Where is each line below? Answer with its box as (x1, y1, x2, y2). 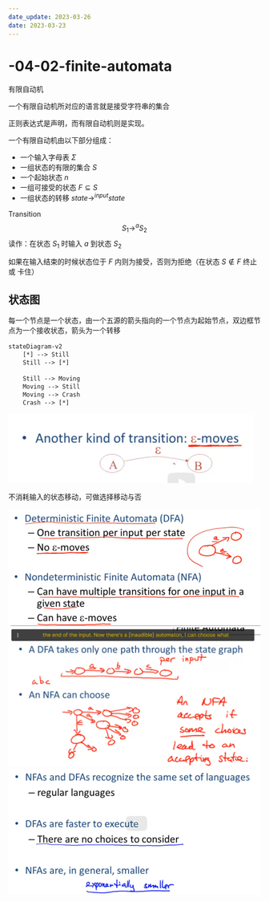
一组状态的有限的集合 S (19, 163, 98, 173)
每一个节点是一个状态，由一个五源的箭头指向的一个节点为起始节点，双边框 (8, 315, 254, 325)
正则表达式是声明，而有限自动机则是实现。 (8, 119, 149, 128)
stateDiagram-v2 (8, 343, 62, 351)
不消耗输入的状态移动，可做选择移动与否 (8, 492, 142, 502)
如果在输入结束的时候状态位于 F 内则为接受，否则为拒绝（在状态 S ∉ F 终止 (8, 257, 258, 266)
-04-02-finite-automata (8, 57, 172, 75)
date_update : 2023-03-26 (8, 13, 91, 21)
